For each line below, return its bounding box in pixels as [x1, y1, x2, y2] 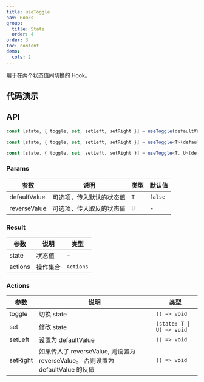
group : [6, 20, 23, 26]
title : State [12, 26, 45, 32]
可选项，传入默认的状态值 [52, 193, 126, 201]
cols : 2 [12, 54, 32, 60]
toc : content [6, 43, 39, 49]
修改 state [38, 323, 67, 332]
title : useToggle [6, 9, 50, 15]
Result [6, 223, 26, 231]
